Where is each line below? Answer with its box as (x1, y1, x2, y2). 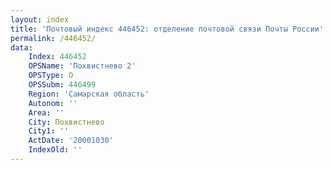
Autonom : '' (28, 98, 78, 108)
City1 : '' (28, 126, 70, 136)
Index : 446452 (28, 52, 87, 62)
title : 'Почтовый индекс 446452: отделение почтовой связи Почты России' (10, 24, 325, 34)
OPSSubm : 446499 (28, 80, 97, 90)
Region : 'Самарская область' (28, 89, 150, 99)
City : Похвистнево (28, 117, 105, 127)
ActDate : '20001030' (28, 136, 114, 146)
